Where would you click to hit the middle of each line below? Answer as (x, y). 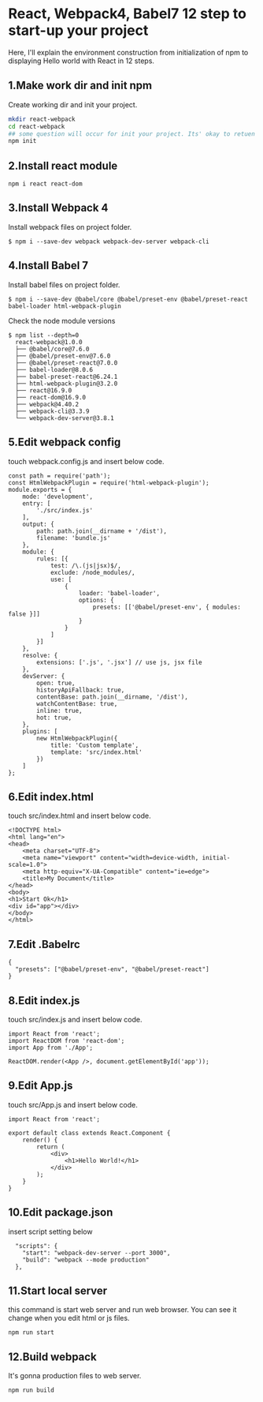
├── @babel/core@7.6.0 (52, 349)
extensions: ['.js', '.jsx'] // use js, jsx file (119, 662)
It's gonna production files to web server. (75, 1376)
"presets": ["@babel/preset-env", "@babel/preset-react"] (113, 969)
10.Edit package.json (61, 1213)
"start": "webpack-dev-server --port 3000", (96, 1253)
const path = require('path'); (59, 476)
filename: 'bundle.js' (74, 538)
